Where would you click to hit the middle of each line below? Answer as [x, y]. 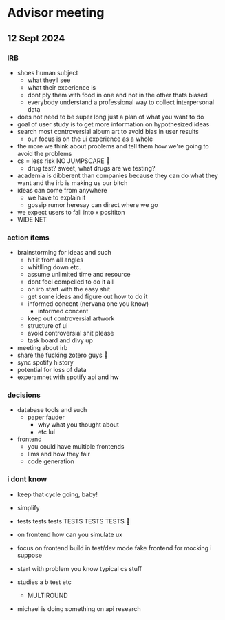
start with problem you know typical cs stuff [79, 568]
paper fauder [46, 417]
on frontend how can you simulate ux [69, 534]
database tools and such [52, 410]
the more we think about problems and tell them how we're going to [113, 146]
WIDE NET [32, 220]
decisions [24, 395]
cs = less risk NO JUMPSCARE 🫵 [63, 161]
